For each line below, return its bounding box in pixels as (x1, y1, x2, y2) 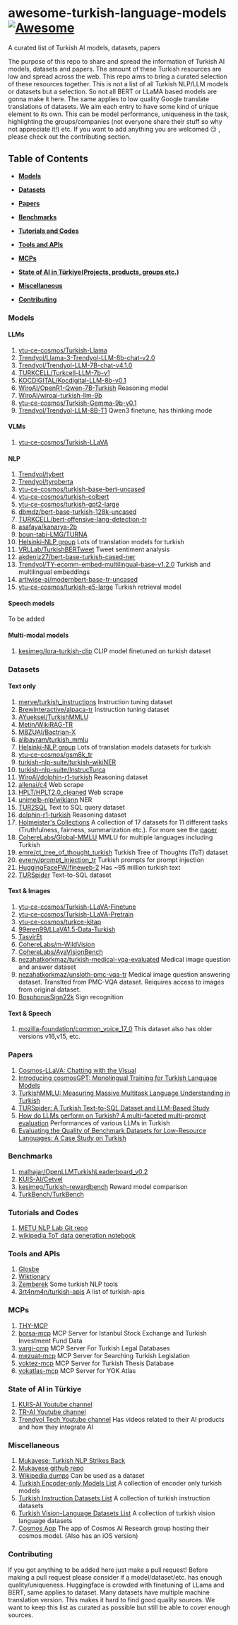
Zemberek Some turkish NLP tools (18, 1280, 119, 1289)
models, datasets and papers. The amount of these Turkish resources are (8, 64, 222, 73)
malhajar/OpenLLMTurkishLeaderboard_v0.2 (18, 1167, 148, 1176)
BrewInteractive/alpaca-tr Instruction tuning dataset (18, 705, 169, 713)
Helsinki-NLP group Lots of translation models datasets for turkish (18, 742, 211, 751)
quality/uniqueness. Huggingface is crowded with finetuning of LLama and (8, 1580, 225, 1589)
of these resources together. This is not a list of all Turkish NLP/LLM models (8, 79, 229, 88)
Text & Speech (8, 1009, 52, 1017)
